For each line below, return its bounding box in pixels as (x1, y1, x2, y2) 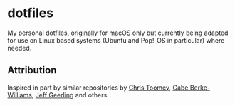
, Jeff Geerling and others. (31, 90, 109, 99)
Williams (7, 90, 32, 99)
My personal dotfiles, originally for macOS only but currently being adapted (7, 28, 229, 37)
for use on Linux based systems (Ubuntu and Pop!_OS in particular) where (7, 36, 225, 44)
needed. (7, 43, 32, 52)
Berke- (189, 83, 210, 92)
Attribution (7, 64, 57, 76)
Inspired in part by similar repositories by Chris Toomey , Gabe (7, 83, 189, 92)
